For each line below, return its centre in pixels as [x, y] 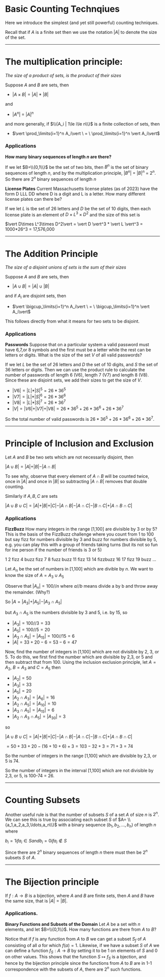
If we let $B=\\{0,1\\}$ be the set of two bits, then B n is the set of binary [77, 166]
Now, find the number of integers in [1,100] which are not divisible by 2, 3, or [82, 652]
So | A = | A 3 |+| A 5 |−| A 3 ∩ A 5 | [34, 602]
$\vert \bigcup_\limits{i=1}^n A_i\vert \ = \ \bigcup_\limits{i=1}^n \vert [81, 307]
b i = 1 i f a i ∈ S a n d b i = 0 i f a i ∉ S [36, 841]
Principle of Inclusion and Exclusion [79, 443]
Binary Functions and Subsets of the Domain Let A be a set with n [73, 924]
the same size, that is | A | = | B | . [36, 901]
